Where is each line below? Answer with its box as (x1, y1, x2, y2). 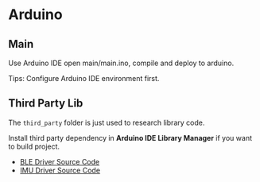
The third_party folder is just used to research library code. (8, 118, 205, 127)
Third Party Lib (8, 97, 83, 110)
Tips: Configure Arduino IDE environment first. (8, 74, 160, 83)
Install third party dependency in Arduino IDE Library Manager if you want (8, 133, 253, 142)
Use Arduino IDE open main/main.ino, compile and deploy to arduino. (8, 58, 235, 68)
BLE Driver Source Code (19, 157, 100, 166)
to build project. (8, 141, 60, 151)
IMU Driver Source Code (19, 165, 101, 175)
